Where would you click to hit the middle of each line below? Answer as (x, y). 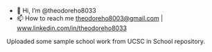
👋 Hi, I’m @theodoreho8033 (56, 11)
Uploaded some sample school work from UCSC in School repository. (106, 41)
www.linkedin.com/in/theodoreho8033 (72, 28)
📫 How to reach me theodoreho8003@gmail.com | (90, 18)
